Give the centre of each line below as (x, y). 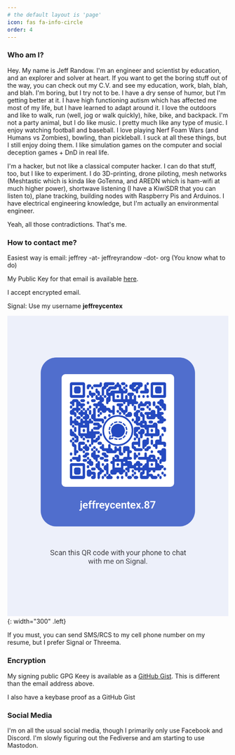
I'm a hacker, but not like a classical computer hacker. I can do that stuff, (112, 166)
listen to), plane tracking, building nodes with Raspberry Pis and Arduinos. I (116, 196)
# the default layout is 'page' (54, 15)
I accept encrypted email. (44, 292)
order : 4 (20, 29)
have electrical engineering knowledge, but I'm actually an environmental (113, 203)
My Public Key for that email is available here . (73, 279)
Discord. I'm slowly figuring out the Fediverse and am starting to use (106, 737)
